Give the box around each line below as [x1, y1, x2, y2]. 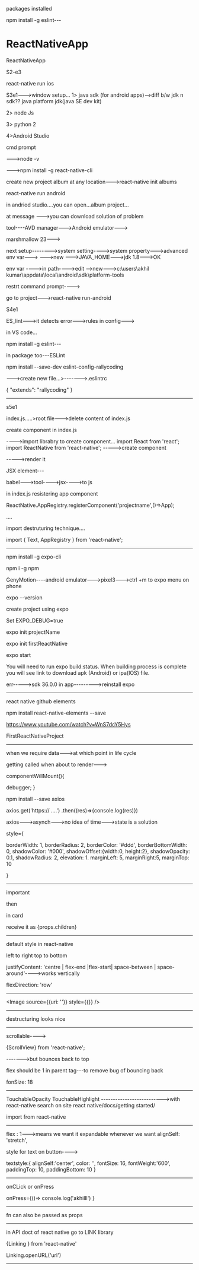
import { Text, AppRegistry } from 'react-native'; [6, 536, 123, 543]
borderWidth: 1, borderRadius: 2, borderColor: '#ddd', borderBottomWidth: [6, 841, 188, 848]
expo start [6, 651, 31, 658]
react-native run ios [6, 80, 54, 87]
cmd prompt [6, 144, 37, 151]
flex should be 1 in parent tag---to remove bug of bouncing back [6, 1066, 164, 1074]
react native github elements [6, 697, 76, 705]
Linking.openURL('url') [6, 1252, 62, 1259]
